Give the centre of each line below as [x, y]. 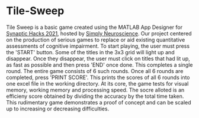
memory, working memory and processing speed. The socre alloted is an [95, 90]
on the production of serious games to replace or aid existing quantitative [96, 40]
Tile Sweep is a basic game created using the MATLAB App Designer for [94, 27]
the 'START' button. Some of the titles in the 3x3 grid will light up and [90, 52]
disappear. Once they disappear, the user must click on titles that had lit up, [98, 58]
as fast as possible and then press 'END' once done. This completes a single [99, 65]
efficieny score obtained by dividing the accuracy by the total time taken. [95, 96]
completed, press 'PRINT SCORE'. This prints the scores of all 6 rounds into [98, 77]
